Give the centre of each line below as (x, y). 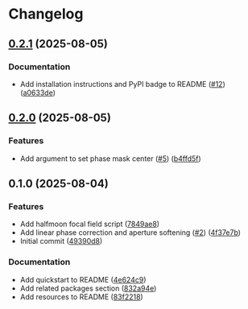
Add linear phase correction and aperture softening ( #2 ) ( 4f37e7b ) (130, 233)
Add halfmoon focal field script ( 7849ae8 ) (89, 224)
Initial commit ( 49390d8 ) (61, 241)
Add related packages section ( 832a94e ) (88, 288)
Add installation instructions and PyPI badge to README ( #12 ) (122, 84)
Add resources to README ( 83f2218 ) (81, 297)
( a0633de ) (38, 93)
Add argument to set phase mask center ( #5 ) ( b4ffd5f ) (110, 159)
